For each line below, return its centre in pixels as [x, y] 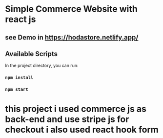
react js [20, 19]
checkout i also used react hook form [82, 130]
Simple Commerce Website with [71, 9]
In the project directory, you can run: [42, 66]
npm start [17, 89]
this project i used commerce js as [76, 109]
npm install [19, 78]
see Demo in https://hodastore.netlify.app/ [72, 37]
